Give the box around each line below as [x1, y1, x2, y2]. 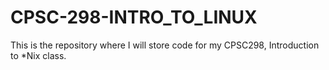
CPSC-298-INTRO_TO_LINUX [10, 6, 258, 29]
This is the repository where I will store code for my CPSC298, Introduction [10, 39, 320, 51]
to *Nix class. [10, 49, 67, 61]
